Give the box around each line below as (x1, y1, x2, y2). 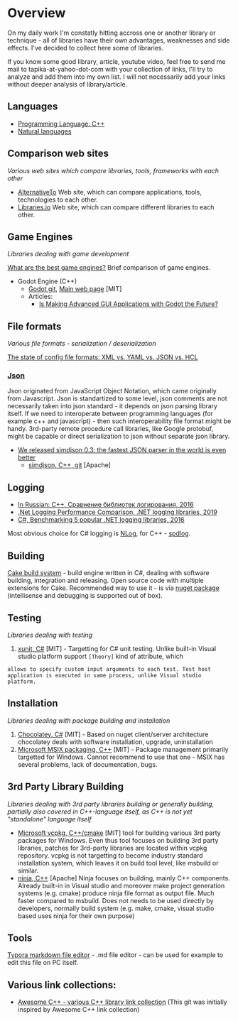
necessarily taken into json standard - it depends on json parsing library (7, 402, 218, 410)
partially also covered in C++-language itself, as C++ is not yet (7, 807, 193, 816)
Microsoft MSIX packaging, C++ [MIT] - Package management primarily (17, 745, 229, 753)
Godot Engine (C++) (17, 277, 77, 285)
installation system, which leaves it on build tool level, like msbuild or (17, 858, 219, 867)
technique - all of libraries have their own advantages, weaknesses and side (7, 36, 230, 44)
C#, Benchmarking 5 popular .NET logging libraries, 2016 (17, 515, 185, 524)
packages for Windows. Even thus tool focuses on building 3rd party (17, 836, 219, 844)
